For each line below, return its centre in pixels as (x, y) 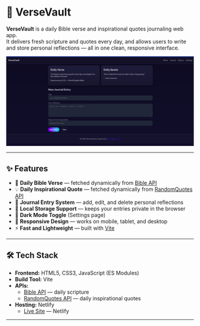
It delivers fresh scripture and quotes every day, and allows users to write (96, 41)
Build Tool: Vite (34, 279)
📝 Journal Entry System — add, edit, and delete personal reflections (99, 202)
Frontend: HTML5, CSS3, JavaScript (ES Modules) (77, 273)
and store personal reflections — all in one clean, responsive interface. (93, 48)
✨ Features (27, 168)
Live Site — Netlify (46, 311)
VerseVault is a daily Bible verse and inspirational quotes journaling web (95, 29)
